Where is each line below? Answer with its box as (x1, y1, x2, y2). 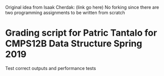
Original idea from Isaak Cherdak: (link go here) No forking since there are (5, 5, 159, 10)
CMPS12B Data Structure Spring (5, 38, 142, 49)
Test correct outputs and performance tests (5, 65, 96, 71)
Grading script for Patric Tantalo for (5, 27, 157, 39)
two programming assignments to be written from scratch (5, 10, 125, 16)
